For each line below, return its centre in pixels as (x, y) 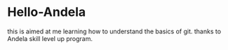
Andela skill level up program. (50, 38)
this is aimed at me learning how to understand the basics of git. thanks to (114, 31)
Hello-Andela (47, 12)
